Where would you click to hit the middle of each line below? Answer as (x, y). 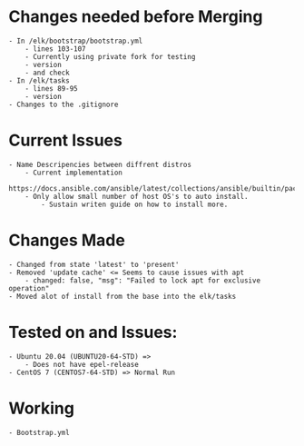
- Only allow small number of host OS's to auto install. (137, 196)
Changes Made (67, 240)
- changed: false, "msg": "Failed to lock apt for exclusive (142, 280)
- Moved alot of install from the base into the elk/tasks (123, 296)
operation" (29, 288)
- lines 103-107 (56, 49)
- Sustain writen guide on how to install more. (135, 204)
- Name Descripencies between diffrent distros (100, 164)
